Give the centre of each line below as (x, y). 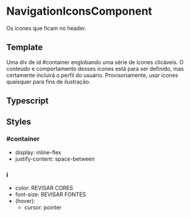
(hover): (25, 201)
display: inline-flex (38, 152)
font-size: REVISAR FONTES (51, 194)
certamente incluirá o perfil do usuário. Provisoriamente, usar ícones (92, 75)
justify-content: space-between (55, 159)
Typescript (27, 101)
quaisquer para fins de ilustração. (48, 81)
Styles (19, 121)
